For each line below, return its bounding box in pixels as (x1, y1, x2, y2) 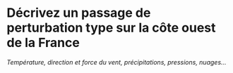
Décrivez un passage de (6, 5, 151, 21)
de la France (6, 35, 80, 51)
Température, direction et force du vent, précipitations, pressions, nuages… (6, 58, 227, 66)
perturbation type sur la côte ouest (6, 20, 216, 36)
